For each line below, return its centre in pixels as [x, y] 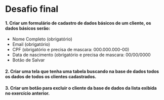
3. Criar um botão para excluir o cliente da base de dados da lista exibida [81, 88]
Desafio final [32, 9]
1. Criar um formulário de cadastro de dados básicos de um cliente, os [78, 23]
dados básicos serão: [28, 28]
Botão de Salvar [29, 60]
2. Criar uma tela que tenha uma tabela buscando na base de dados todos [82, 71]
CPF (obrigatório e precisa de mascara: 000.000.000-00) [71, 50]
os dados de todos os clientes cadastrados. [51, 76]
